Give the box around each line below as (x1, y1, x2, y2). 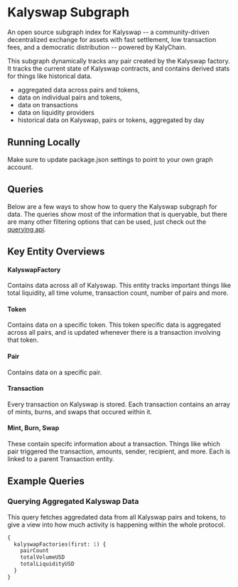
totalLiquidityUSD (20, 561, 75, 568)
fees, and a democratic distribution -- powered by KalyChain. (7, 43, 187, 51)
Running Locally (7, 136, 80, 149)
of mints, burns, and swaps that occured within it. (7, 407, 153, 416)
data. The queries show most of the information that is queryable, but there (7, 210, 227, 218)
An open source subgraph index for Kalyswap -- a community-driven (7, 28, 210, 36)
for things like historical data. (7, 72, 92, 80)
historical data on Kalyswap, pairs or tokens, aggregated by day (17, 115, 205, 124)
